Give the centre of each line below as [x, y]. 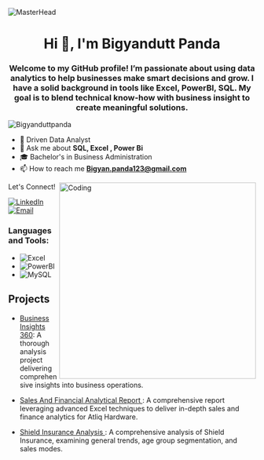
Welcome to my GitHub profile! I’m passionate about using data [132, 68]
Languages [30, 231]
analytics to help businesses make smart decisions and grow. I [132, 78]
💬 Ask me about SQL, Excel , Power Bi [81, 148]
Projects [29, 299]
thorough [34, 343]
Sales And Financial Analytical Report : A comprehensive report [122, 400]
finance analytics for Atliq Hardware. [79, 417]
